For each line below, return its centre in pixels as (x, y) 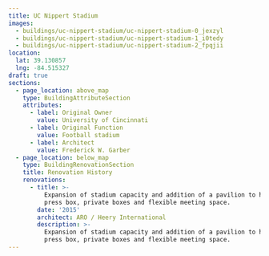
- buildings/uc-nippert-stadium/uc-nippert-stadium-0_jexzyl (120, 30)
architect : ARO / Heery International (102, 217)
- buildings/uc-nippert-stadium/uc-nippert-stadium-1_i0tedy (120, 38)
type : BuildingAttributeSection (76, 98)
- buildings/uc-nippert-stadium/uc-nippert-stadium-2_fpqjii (120, 46)
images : (21, 23)
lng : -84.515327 (42, 68)
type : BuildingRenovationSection (78, 165)
